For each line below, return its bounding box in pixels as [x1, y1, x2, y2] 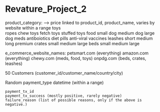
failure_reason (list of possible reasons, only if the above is [5, 97, 142, 103]
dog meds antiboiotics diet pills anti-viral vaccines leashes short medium [5, 35, 153, 41]
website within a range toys [5, 25, 61, 30]
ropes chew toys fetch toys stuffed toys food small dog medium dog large [5, 30, 155, 36]
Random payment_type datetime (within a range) [5, 80, 104, 85]
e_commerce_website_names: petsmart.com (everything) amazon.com [5, 50, 149, 56]
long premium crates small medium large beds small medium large [5, 40, 140, 46]
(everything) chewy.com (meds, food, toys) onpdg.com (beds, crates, [5, 55, 147, 61]
